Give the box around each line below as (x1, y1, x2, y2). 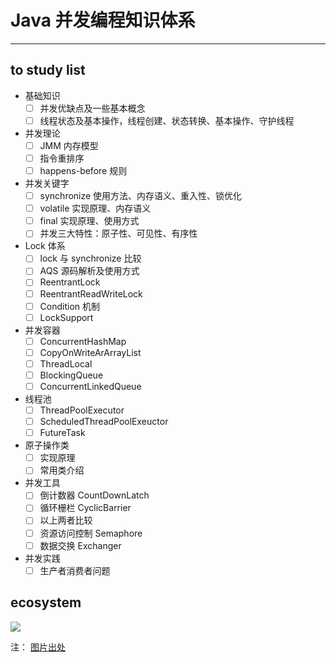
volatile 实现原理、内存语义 (39, 202, 152, 215)
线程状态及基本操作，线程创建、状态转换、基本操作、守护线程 (39, 114, 295, 126)
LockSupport (39, 311, 94, 323)
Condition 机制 (39, 300, 101, 312)
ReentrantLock (39, 276, 101, 288)
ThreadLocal (39, 357, 93, 370)
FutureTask (39, 427, 86, 439)
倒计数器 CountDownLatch (39, 489, 150, 501)
